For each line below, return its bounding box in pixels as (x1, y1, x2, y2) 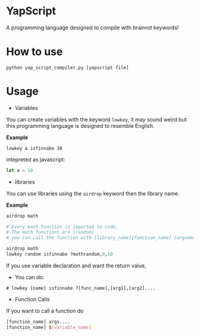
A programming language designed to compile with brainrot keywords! (6, 24, 179, 31)
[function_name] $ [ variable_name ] (6, 324, 92, 330)
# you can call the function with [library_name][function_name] (6, 235, 171, 241)
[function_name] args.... (6, 319, 70, 325)
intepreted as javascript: (6, 155, 65, 163)
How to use (6, 45, 63, 59)
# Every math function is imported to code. (6, 224, 118, 230)
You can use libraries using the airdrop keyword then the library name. (6, 190, 180, 197)
